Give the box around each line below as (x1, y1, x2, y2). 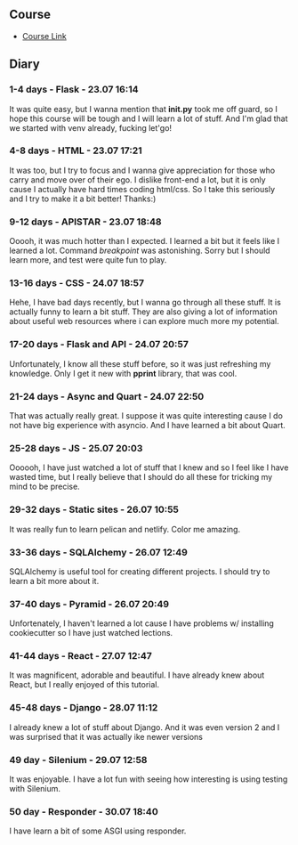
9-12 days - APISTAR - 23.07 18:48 (9, 215, 162, 228)
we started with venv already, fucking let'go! (9, 122, 172, 133)
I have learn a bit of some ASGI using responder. (9, 825, 187, 836)
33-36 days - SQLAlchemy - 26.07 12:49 (9, 546, 189, 558)
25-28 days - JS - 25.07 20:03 (9, 442, 143, 454)
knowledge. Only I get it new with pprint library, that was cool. (9, 368, 238, 378)
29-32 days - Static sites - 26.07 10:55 (9, 503, 180, 516)
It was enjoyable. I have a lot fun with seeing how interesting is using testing (9, 774, 288, 784)
